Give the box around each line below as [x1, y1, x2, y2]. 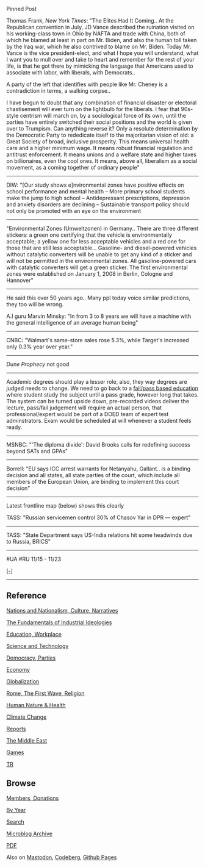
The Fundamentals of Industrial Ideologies [6, 619, 112, 626]
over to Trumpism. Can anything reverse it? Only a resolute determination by [6, 125, 198, 132]
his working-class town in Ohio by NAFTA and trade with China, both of [6, 30, 186, 37]
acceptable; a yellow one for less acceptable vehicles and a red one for [6, 238, 186, 245]
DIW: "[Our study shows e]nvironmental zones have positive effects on [6, 181, 184, 189]
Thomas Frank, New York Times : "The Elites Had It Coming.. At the [6, 17, 174, 24]
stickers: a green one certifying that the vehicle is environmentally [6, 231, 173, 239]
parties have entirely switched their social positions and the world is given [6, 118, 192, 126]
